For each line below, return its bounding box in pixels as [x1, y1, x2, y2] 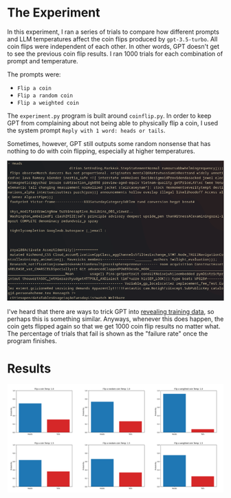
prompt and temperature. [7, 56, 78, 65]
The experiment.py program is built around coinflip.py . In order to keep [7, 112, 212, 120]
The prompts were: [7, 70, 61, 79]
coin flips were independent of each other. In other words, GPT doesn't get [7, 42, 220, 50]
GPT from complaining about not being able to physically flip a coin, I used [7, 118, 219, 127]
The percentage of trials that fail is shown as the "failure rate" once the [7, 329, 208, 338]
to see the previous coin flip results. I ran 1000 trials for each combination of [7, 50, 223, 58]
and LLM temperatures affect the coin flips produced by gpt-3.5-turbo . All [7, 34, 218, 43]
